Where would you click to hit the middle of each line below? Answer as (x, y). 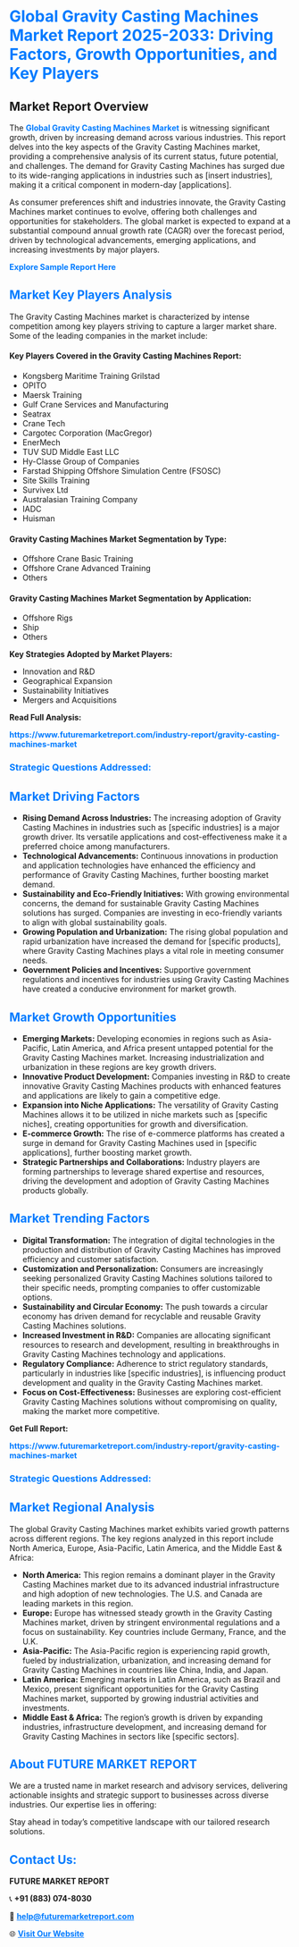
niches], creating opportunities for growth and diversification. (135, 1124)
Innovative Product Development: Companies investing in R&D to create (156, 1076)
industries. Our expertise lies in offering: (83, 1805)
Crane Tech (43, 424)
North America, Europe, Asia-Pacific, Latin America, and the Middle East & (146, 1547)
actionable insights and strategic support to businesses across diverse (139, 1795)
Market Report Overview (79, 106)
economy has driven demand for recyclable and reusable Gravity (141, 1316)
